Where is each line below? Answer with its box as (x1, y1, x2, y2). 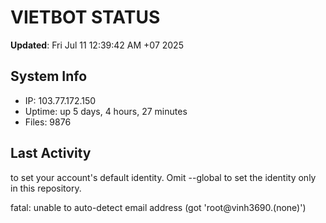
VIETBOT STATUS (10, 6, 161, 29)
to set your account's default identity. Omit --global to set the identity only (10, 171, 317, 183)
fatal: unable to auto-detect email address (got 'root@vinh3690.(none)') (10, 201, 307, 213)
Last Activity (10, 145, 92, 162)
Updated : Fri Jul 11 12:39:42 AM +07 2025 (10, 39, 184, 51)
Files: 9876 (24, 116, 72, 128)
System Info (10, 68, 88, 85)
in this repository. (10, 182, 82, 194)
